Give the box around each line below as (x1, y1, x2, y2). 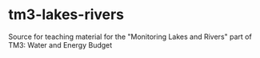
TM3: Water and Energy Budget (8, 40, 113, 49)
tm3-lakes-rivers (8, 6, 125, 24)
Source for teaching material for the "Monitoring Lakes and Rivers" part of (8, 32, 252, 41)
